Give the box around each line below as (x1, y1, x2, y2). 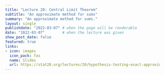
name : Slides (9, 58, 36, 63)
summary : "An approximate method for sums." (5, 16, 98, 21)
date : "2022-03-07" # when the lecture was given (5, 30, 124, 35)
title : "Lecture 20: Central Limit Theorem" (5, 7, 98, 12)
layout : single (5, 21, 36, 26)
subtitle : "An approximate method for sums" (5, 12, 98, 17)
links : (5, 44, 19, 49)
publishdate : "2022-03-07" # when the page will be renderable (5, 26, 137, 31)
